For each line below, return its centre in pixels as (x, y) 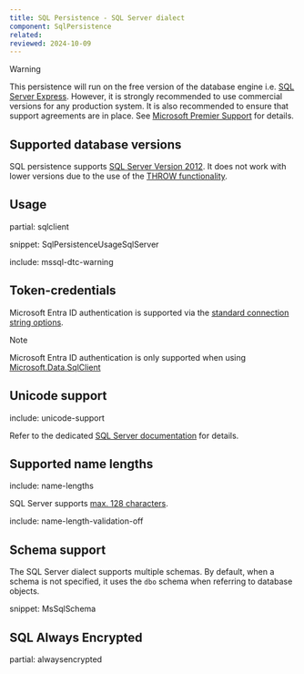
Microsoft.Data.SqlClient (56, 367)
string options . (36, 322)
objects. (25, 591)
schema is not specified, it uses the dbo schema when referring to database (151, 582)
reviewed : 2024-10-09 (51, 43)
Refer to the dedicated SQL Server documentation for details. (124, 435)
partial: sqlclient (40, 226)
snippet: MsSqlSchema (53, 609)
